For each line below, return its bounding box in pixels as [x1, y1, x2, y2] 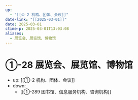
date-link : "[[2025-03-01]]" [5, 17, 67, 22]
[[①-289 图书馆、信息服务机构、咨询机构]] [20, 88, 112, 94]
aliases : [5, 31, 24, 36]
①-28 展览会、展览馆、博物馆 [5, 59, 133, 71]
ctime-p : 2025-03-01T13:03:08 [5, 26, 70, 31]
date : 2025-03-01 [5, 21, 42, 27]
